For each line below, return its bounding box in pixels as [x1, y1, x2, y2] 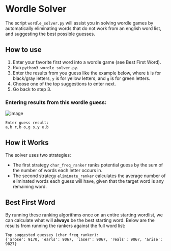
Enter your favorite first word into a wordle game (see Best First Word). [12, 59, 161, 65]
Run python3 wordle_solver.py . [12, 64, 79, 70]
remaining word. [12, 183, 47, 189]
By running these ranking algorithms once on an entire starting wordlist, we [5, 212, 163, 218]
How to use [5, 45, 42, 54]
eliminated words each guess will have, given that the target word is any [12, 178, 164, 184]
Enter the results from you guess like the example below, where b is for [12, 70, 161, 76]
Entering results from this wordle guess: [5, 99, 107, 106]
